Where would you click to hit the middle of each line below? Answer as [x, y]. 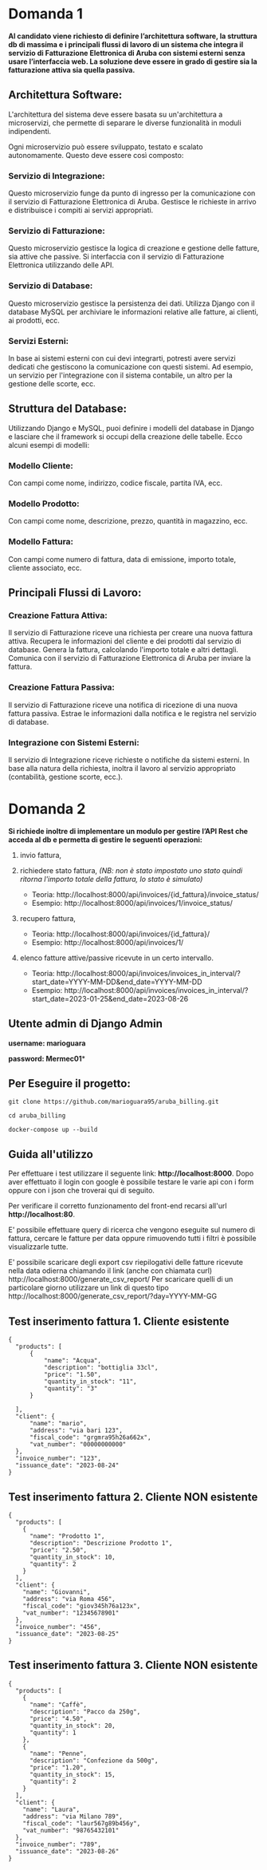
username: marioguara [47, 1043]
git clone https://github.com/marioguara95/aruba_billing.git [114, 1102]
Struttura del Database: [68, 409]
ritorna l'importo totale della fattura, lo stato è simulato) [111, 879]
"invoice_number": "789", [59, 1844]
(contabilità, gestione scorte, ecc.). [66, 777]
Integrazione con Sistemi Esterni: [74, 742]
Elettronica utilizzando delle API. [61, 265]
